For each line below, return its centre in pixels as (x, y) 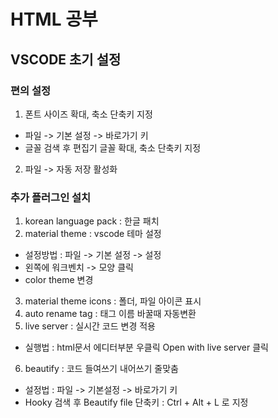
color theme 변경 (59, 280)
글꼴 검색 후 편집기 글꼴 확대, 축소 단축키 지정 (113, 147)
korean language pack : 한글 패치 (92, 221)
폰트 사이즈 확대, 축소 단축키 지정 (88, 114)
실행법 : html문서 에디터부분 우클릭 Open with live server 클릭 (147, 347)
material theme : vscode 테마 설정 (93, 234)
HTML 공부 (54, 19)
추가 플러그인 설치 (51, 197)
